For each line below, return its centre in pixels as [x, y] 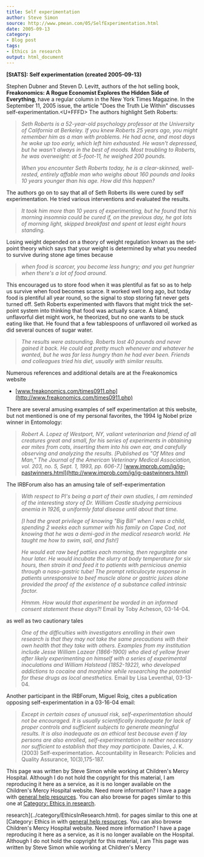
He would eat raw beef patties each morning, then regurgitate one [104, 552]
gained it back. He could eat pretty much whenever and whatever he [107, 348]
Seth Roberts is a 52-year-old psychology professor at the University [108, 124]
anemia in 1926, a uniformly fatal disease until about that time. [100, 509]
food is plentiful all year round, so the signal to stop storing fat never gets [98, 298]
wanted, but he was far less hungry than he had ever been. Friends [105, 354]
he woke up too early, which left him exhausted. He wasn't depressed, [109, 143]
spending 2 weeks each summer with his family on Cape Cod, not [104, 527]
